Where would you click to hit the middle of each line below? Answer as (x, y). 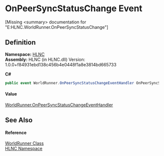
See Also (19, 120)
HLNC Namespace (24, 149)
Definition (20, 43)
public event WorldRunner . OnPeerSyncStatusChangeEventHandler (70, 83)
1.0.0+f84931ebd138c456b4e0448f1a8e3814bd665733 (61, 64)
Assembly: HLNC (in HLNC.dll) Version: (45, 59)
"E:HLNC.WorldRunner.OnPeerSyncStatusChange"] (57, 27)
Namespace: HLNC (25, 54)
